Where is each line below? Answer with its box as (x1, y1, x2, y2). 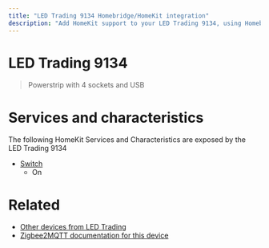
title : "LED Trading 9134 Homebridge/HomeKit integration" (8, 11, 210, 20)
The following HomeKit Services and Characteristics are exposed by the (8, 135, 247, 144)
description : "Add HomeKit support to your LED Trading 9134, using (8, 19, 242, 27)
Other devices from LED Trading (19, 222, 126, 232)
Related (8, 196, 60, 213)
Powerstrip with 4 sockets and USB (27, 80, 145, 90)
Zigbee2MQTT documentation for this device (19, 230, 169, 241)
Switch (19, 159, 43, 169)
